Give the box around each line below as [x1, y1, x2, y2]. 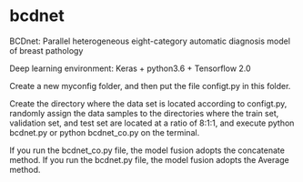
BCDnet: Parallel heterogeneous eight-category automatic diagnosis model [9, 35, 291, 46]
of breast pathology [9, 45, 84, 56]
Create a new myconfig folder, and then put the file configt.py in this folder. [9, 80, 291, 91]
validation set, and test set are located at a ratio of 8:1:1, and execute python [9, 117, 295, 128]
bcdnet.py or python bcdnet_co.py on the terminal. [9, 126, 200, 137]
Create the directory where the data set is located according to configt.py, [9, 97, 288, 109]
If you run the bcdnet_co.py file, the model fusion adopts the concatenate [9, 145, 285, 156]
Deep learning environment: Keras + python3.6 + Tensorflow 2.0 [9, 63, 252, 74]
